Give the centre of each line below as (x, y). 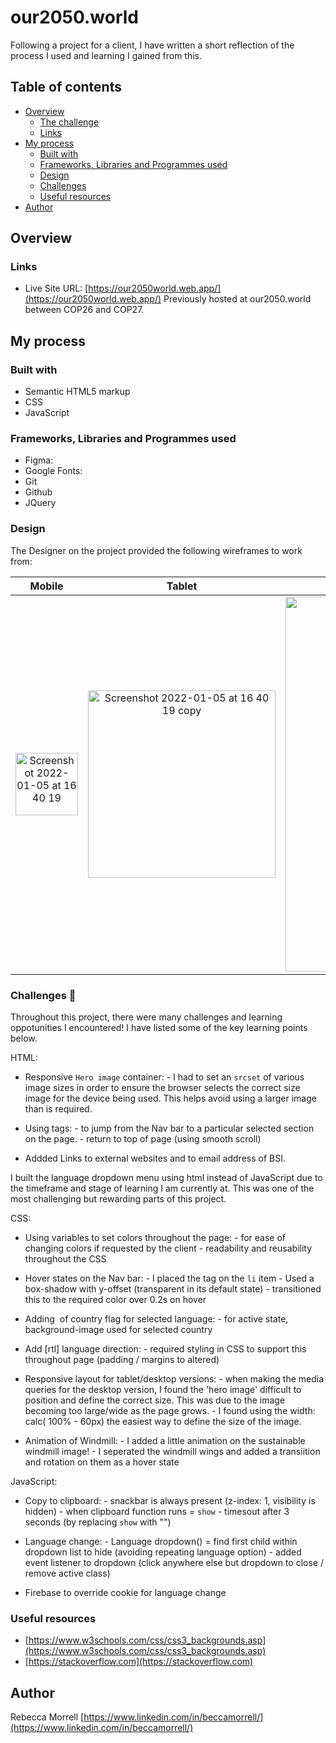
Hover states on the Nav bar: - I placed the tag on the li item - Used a (169, 1278)
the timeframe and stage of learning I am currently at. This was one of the (162, 1188)
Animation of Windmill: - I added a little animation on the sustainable (165, 1441)
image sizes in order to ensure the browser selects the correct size (162, 1088)
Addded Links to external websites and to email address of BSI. (155, 1158)
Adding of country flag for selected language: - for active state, (156, 1319)
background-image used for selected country (118, 1330)
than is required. (58, 1109)
